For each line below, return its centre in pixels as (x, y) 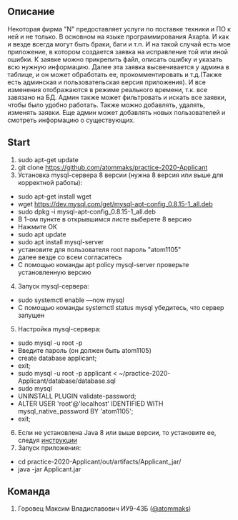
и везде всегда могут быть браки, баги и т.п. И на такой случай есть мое (119, 44)
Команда (29, 492)
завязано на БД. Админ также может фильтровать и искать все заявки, (117, 97)
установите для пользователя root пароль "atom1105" (99, 249)
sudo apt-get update (48, 159)
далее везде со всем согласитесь (70, 257)
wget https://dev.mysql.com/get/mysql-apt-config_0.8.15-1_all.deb (115, 204)
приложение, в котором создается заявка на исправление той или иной (118, 51)
